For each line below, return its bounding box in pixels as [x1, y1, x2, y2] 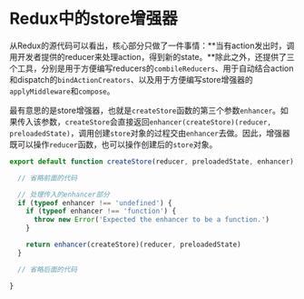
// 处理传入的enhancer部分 [17, 190, 111, 199]
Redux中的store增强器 [9, 8, 179, 29]
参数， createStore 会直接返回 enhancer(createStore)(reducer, [40, 115, 272, 127]
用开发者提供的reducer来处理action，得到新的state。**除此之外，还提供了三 [9, 51, 295, 62]
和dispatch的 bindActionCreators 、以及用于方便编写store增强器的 [9, 74, 253, 85]
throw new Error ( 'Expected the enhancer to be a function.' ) [33, 215, 270, 224]
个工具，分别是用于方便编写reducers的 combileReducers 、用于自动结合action [9, 63, 294, 74]
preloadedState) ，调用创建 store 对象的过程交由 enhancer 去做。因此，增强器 [9, 127, 290, 138]
